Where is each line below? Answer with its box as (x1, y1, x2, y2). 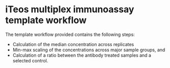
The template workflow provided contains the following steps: (5, 31, 135, 37)
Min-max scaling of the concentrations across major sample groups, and (12, 47, 165, 53)
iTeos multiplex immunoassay (5, 4, 134, 15)
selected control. (12, 57, 48, 63)
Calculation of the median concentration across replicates (12, 41, 134, 47)
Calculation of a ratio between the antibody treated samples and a (12, 52, 152, 58)
